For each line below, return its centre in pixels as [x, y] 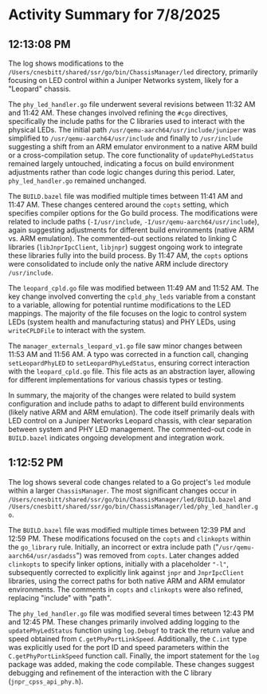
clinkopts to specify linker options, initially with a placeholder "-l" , [119, 564]
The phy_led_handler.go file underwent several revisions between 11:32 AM [132, 104]
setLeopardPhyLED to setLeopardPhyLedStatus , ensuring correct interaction [129, 363]
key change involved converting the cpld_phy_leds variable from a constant [132, 296]
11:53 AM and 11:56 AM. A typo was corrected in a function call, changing [128, 354]
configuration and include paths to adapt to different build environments [126, 404]
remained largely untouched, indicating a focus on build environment [121, 164]
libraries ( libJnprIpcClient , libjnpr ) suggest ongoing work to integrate [126, 247]
